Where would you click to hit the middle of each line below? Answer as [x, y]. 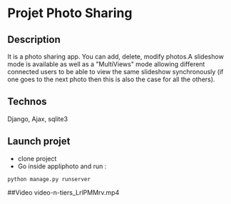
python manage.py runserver [49, 179]
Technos [27, 102]
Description [34, 40]
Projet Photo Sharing [70, 13]
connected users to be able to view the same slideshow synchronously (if [115, 72]
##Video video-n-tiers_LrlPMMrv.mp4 [63, 192]
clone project [37, 158]
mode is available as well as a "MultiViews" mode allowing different [106, 64]
